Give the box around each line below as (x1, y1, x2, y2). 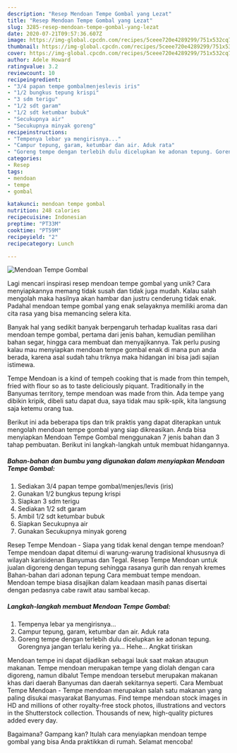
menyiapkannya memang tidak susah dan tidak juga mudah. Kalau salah (7, 287, 217, 296)
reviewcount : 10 (7, 69, 55, 76)
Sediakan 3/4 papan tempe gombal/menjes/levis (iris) (17, 482, 174, 491)
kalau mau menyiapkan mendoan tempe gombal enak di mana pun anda (7, 346, 217, 354)
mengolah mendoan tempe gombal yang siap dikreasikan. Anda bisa (7, 426, 207, 434)
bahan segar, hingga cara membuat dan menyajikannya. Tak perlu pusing (7, 338, 221, 346)
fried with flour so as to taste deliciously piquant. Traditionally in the (7, 382, 205, 390)
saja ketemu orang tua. (7, 404, 74, 413)
